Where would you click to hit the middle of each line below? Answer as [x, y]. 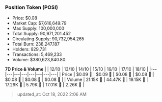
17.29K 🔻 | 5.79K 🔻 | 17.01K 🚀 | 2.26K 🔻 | [45, 85]
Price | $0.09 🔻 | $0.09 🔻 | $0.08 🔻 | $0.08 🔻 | [108, 75]
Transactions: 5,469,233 [37, 54]
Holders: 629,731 [29, 49]
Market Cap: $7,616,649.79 [39, 23]
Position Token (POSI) [32, 7]
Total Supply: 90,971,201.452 [41, 34]
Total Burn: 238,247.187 [36, 44]
